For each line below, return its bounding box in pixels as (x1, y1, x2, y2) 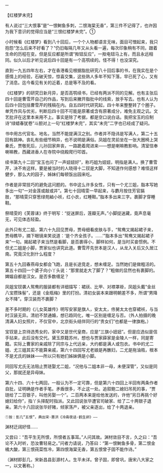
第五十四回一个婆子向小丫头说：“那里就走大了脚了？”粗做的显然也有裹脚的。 (5, 267, 158, 273)
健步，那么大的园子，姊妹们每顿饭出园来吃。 (5, 172, 95, 177)
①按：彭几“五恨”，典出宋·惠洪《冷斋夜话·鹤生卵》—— (5, 415, 98, 420)
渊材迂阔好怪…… (5, 424, 38, 430)
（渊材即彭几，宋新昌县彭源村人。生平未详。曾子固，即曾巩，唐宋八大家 (5, 457, 149, 462)
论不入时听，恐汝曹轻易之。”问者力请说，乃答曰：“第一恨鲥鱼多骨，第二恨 (5, 440, 151, 446)
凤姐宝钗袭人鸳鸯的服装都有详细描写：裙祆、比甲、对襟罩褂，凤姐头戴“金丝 (5, 284, 156, 289)
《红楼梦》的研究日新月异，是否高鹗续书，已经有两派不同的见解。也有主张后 (5, 90, 158, 96)
